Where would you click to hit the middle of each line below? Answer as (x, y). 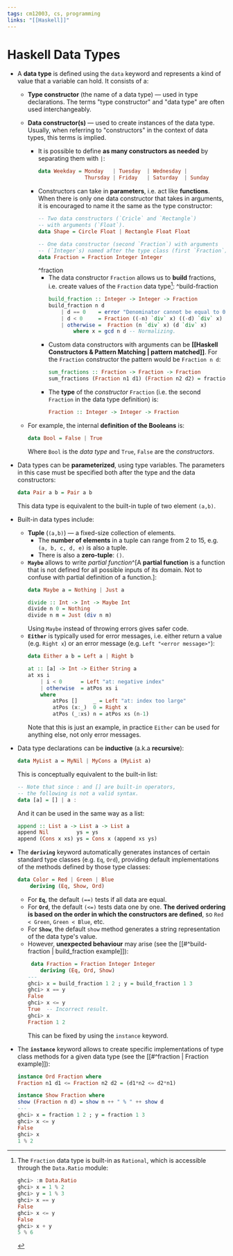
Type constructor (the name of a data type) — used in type (113, 95)
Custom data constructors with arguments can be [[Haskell (133, 344)
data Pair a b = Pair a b (54, 492)
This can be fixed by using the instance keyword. (98, 1035)
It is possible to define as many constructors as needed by (123, 151)
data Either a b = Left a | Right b (80, 656)
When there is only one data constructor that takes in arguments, (131, 198)
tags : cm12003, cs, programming (54, 14)
